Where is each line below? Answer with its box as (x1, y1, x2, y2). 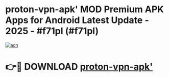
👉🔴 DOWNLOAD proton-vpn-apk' (5, 61, 153, 72)
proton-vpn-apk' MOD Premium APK (5, 4, 164, 15)
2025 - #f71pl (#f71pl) (5, 25, 99, 37)
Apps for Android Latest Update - (5, 14, 149, 26)
